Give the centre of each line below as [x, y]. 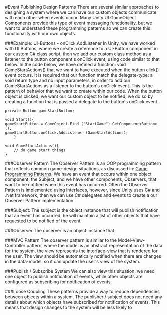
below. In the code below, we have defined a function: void [66, 65]
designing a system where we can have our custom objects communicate [81, 12]
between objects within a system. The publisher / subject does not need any [83, 297]
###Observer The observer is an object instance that [60, 231]
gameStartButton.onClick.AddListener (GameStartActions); [67, 133]
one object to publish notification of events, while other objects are [74, 276]
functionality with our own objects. [41, 34]
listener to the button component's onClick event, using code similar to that [82, 59]
